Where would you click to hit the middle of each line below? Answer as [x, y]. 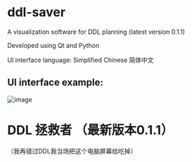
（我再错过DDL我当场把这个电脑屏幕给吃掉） [72, 151]
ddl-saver [36, 12]
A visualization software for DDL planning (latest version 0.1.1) [96, 32]
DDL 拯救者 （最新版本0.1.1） [90, 130]
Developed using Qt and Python [53, 45]
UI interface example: [55, 83]
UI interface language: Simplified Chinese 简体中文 [81, 60]
